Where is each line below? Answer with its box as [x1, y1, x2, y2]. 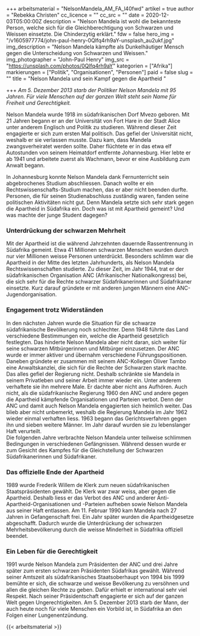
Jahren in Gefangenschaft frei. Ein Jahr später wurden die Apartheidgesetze [6, 513, 194, 520]
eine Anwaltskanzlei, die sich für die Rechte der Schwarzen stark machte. [6, 364, 187, 371]
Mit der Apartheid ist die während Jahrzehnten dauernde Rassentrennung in [6, 240, 193, 247]
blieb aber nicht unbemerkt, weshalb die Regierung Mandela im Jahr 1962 [6, 408, 188, 415]
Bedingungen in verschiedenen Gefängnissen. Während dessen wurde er [6, 440, 186, 448]
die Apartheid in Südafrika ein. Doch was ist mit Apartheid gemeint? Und [6, 205, 184, 212]
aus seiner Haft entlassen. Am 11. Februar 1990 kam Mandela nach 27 [6, 507, 177, 514]
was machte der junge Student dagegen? [6, 212, 107, 218]
